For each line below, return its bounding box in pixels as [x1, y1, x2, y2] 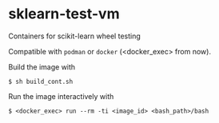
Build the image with [8, 61, 76, 72]
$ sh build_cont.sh [8, 77, 74, 85]
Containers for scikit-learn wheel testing [8, 31, 141, 41]
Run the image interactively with [8, 91, 114, 101]
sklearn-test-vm [8, 5, 120, 23]
